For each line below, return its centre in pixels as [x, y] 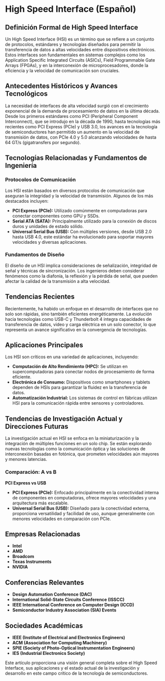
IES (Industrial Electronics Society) [49, 653]
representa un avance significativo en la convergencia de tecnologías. [76, 330]
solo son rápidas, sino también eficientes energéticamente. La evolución [79, 314]
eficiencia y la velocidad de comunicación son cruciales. [62, 71]
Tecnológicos [26, 94]
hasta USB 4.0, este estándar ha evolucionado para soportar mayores [83, 237]
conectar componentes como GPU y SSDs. [56, 216]
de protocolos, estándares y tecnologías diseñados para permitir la [73, 44]
